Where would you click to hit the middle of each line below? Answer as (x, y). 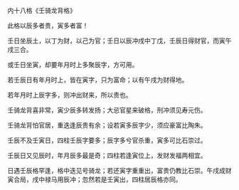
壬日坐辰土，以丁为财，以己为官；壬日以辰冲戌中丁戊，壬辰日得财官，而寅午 (119, 41)
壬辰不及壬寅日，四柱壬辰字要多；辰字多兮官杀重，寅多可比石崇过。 (107, 140)
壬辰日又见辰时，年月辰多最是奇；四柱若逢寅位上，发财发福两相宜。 (107, 155)
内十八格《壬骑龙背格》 (42, 10)
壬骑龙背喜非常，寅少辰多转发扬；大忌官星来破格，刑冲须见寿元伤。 (107, 110)
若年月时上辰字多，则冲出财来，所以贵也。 (70, 95)
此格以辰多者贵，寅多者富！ (48, 26)
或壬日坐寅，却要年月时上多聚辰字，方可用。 (73, 65)
